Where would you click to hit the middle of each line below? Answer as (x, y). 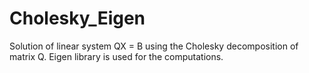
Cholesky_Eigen (77, 18)
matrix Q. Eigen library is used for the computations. (116, 56)
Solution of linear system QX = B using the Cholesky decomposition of (154, 46)
